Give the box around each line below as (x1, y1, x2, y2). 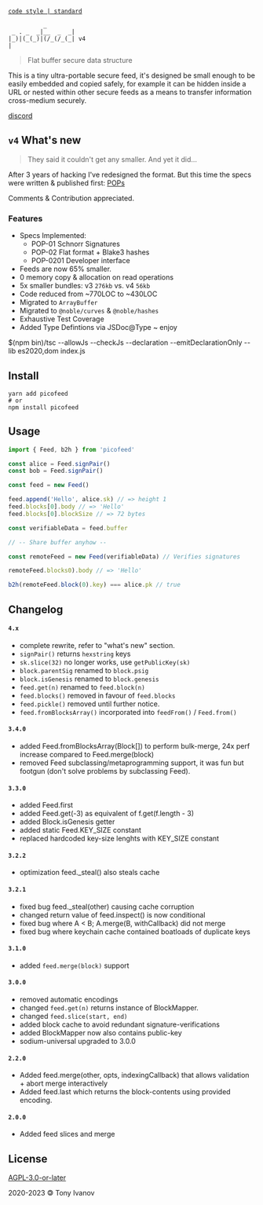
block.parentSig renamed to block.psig (19, 665, 149, 675)
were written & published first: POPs (8, 178, 126, 188)
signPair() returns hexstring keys (19, 649, 131, 658)
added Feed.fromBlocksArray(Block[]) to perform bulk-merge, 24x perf (19, 742, 250, 751)
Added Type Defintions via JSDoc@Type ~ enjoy (19, 323, 178, 332)
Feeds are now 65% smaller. (19, 264, 112, 274)
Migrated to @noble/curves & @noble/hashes (19, 306, 159, 316)
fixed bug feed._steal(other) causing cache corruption (19, 902, 195, 911)
